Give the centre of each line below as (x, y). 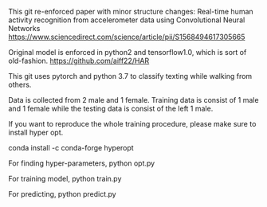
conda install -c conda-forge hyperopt (71, 148)
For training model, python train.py (65, 179)
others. (20, 84)
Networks (24, 28)
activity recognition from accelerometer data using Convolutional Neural (127, 20)
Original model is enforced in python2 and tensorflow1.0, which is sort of (128, 52)
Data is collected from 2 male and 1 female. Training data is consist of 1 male (133, 100)
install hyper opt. (36, 132)
